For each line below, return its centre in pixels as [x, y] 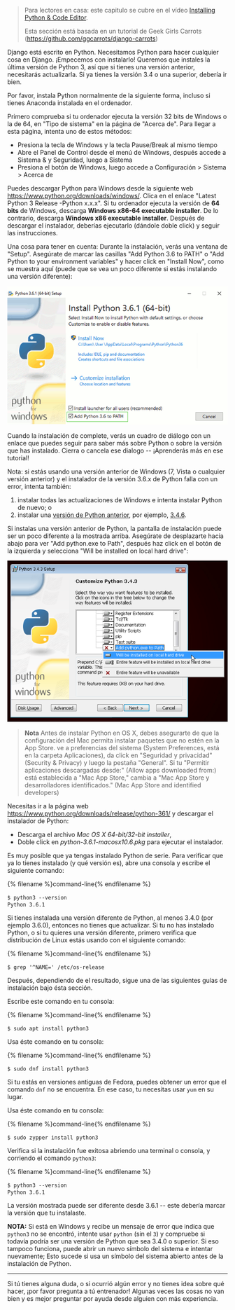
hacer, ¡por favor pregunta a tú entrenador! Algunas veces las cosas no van [116, 1291]
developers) [42, 792]
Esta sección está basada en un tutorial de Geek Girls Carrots [113, 31]
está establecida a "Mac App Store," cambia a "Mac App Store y [117, 778]
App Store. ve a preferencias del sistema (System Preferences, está [122, 747]
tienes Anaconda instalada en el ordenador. [70, 103]
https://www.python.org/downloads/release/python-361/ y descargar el [110, 813]
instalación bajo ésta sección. [50, 988]
